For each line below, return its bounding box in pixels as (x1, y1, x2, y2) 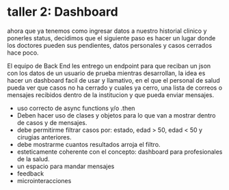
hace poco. (7, 49, 39, 57)
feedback (16, 169, 44, 178)
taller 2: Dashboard (7, 4, 118, 20)
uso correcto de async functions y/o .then (16, 104, 135, 112)
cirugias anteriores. (16, 133, 72, 141)
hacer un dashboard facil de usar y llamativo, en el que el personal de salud (7, 76, 220, 84)
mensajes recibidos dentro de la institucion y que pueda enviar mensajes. (7, 90, 214, 99)
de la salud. (16, 154, 50, 163)
